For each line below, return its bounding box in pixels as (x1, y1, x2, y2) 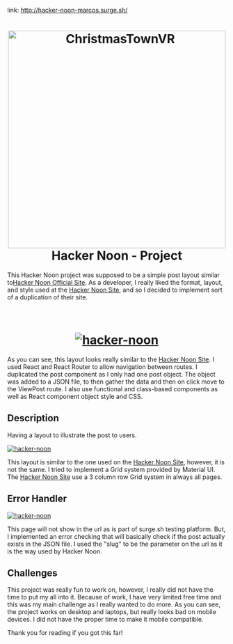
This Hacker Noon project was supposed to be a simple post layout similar (7, 271, 220, 279)
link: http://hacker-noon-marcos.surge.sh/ (7, 6, 128, 14)
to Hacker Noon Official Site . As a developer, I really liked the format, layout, (7, 278, 223, 286)
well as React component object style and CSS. (7, 392, 143, 400)
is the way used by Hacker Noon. (7, 547, 102, 556)
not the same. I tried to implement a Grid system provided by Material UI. (7, 465, 216, 473)
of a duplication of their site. (7, 292, 88, 301)
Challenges (7, 567, 58, 579)
